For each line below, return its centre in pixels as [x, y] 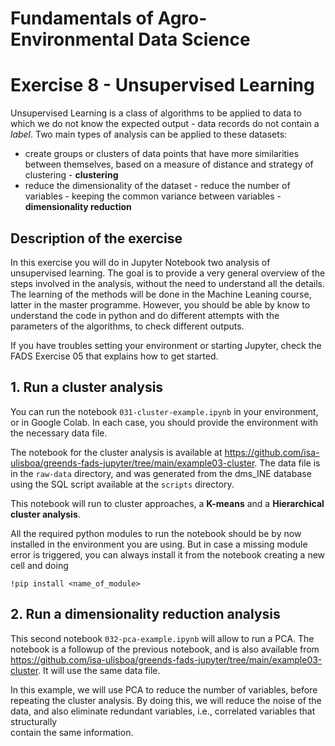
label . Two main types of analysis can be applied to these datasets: [149, 134]
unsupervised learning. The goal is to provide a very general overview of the [168, 273]
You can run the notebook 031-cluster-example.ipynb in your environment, [164, 411]
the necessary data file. [59, 433]
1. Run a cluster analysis [87, 387]
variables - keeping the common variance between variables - [153, 196]
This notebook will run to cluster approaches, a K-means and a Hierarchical [167, 503]
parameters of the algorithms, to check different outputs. [127, 326]
